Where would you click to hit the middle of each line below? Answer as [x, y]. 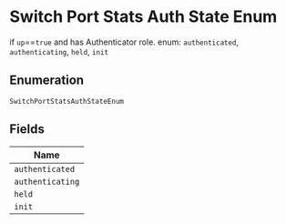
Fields [27, 129]
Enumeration [47, 81]
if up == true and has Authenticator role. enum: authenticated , [124, 42]
